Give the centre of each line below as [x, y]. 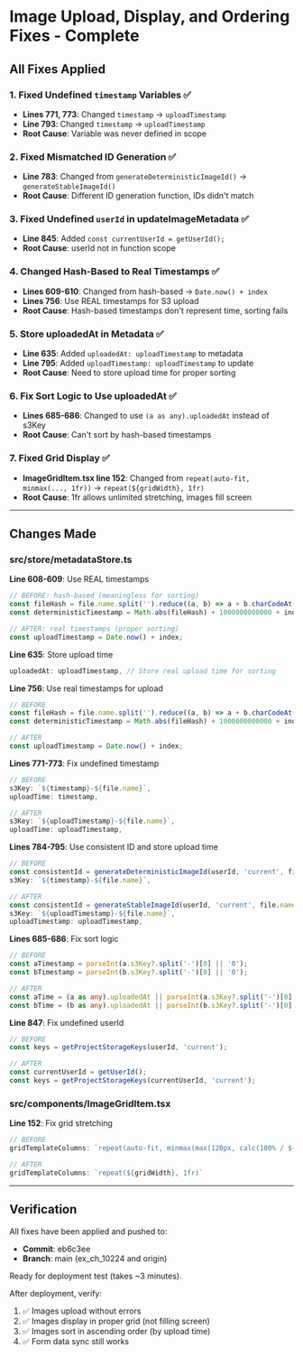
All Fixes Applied [58, 69]
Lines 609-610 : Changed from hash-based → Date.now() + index [145, 291]
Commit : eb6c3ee [56, 1249]
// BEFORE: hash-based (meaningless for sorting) [105, 596]
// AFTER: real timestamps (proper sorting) [94, 629]
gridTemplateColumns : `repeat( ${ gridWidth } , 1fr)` [106, 1173]
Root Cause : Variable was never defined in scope [115, 134]
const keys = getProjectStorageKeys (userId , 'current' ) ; [119, 1047]
